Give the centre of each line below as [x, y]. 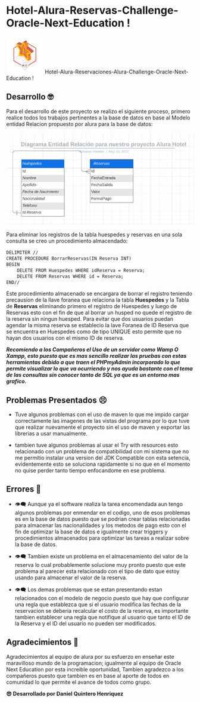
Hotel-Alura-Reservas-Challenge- [92, 10]
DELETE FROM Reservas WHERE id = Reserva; [70, 277]
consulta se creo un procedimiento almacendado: [67, 241]
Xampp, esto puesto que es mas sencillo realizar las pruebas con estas [96, 356]
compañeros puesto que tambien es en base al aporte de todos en [88, 676]
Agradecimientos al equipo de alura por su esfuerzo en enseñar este [90, 656]
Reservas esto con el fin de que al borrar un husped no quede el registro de [99, 313]
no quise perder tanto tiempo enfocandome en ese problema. [90, 471]
